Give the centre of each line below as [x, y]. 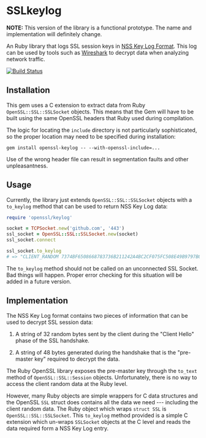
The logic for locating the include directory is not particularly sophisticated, [102, 130]
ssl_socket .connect [31, 240]
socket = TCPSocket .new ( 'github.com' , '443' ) [65, 229]
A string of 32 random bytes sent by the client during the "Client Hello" [105, 334]
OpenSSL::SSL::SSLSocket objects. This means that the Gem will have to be [100, 112]
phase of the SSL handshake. [52, 340]
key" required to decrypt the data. [77, 359]
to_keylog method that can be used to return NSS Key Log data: [87, 206]
